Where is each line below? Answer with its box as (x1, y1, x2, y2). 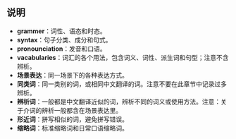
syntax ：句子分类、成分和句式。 (16, 35, 112, 44)
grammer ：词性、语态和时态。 (16, 27, 106, 35)
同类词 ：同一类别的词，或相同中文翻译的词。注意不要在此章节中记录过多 (16, 80, 227, 88)
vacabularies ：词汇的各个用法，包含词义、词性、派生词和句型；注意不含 (16, 53, 229, 61)
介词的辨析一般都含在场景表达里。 (23, 106, 123, 114)
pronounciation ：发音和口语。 (16, 44, 106, 53)
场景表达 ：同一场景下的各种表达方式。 (16, 71, 128, 79)
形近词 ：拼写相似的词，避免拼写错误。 (16, 115, 128, 123)
